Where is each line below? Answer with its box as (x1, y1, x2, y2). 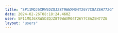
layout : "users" (5, 20, 38, 26)
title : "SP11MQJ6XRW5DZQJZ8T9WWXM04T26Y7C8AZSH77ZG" (5, 7, 114, 12)
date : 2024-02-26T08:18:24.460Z (5, 12, 70, 16)
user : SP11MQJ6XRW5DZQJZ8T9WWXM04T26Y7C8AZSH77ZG (5, 16, 108, 21)
